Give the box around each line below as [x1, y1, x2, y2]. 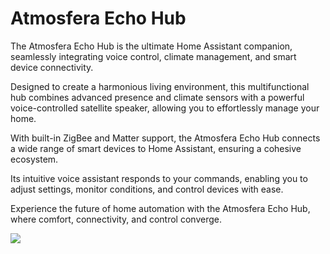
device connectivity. [10, 61, 94, 73]
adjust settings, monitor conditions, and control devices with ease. [10, 183, 284, 195]
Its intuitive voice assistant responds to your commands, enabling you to [10, 172, 308, 184]
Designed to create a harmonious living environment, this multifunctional [10, 80, 310, 92]
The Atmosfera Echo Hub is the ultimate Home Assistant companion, [10, 40, 293, 52]
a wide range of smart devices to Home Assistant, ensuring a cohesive [10, 142, 302, 154]
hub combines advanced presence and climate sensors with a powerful [10, 91, 305, 103]
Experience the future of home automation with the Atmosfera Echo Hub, [10, 202, 311, 214]
